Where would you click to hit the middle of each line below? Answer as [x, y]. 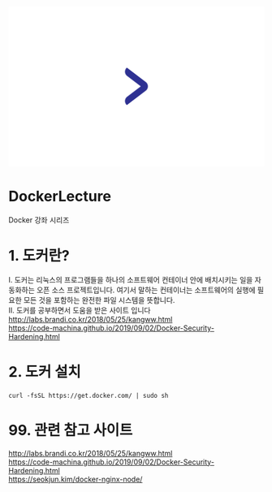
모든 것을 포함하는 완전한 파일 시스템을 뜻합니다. [99, 300]
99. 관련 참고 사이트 [71, 430]
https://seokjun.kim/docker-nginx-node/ [76, 479]
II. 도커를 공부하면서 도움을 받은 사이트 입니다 [80, 310]
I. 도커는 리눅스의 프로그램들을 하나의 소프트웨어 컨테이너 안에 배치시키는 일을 [131, 279]
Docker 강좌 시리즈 [39, 220]
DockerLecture [60, 196]
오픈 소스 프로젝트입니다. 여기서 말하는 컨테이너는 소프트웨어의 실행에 [146, 290]
